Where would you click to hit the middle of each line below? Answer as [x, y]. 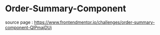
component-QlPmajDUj [28, 27]
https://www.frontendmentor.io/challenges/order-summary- [94, 22]
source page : [19, 22]
